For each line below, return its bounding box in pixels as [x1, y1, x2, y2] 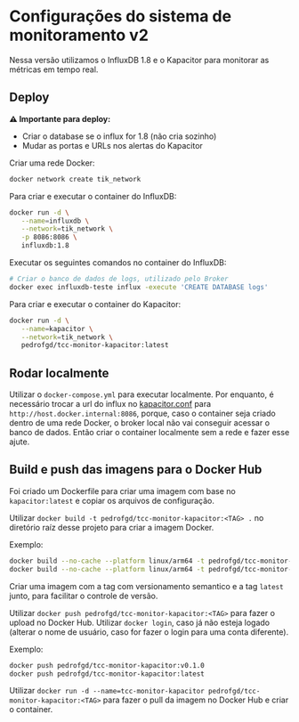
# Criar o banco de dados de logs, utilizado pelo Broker [9, 274, 229, 283]
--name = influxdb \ [20, 216, 90, 225]
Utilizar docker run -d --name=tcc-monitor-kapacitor [9, 685, 205, 696]
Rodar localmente [9, 365, 109, 380]
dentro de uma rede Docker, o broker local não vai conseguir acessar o [9, 418, 270, 428]
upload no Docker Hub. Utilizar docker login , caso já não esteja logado [9, 617, 270, 628]
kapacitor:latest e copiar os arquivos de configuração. [9, 495, 215, 506]
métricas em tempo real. [9, 64, 99, 75]
